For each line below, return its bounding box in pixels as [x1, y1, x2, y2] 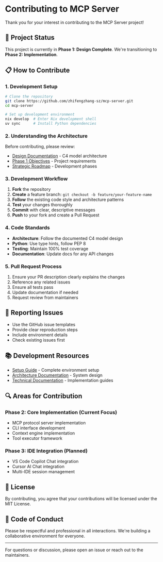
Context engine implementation [12, 430, 75, 436]
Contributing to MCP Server [5, 3, 119, 15]
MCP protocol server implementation [12, 420, 86, 426]
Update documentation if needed [12, 289, 79, 295]
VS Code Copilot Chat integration [12, 459, 79, 464]
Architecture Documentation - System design [12, 372, 103, 378]
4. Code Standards [5, 224, 50, 231]
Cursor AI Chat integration [12, 463, 65, 469]
